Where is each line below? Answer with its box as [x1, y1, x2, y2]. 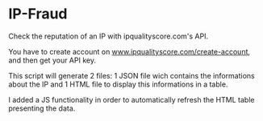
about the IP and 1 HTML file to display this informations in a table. [8, 79, 228, 89]
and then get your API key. [8, 55, 97, 65]
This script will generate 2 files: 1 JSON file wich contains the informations [8, 71, 256, 80]
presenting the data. [8, 103, 76, 113]
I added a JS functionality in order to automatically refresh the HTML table [8, 95, 255, 104]
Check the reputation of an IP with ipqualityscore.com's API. [8, 31, 209, 41]
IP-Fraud [8, 5, 68, 23]
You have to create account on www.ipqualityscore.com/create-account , [8, 46, 251, 56]
